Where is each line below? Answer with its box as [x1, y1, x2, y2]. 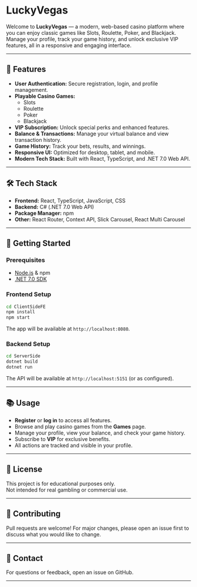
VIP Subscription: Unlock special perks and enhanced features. [14, 124, 170, 131]
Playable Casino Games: [14, 92, 76, 100]
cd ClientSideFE [6, 304, 46, 310]
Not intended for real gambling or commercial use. [6, 486, 128, 493]
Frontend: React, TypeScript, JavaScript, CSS [14, 197, 126, 204]
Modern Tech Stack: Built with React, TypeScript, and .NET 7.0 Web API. [14, 155, 191, 162]
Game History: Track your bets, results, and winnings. [14, 142, 146, 150]
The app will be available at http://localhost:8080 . [6, 325, 130, 333]
